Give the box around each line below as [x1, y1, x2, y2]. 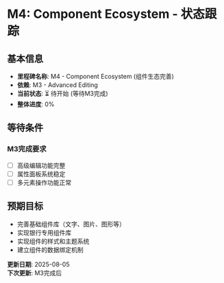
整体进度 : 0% [16, 100, 55, 108]
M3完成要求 [7, 145, 47, 154]
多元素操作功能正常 [16, 178, 72, 186]
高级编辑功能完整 [16, 161, 66, 169]
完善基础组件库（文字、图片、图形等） [16, 220, 125, 228]
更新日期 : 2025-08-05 [7, 260, 70, 268]
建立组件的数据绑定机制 [16, 245, 84, 254]
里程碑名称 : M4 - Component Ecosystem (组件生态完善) [16, 73, 175, 80]
